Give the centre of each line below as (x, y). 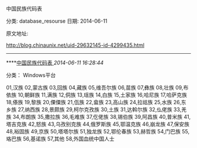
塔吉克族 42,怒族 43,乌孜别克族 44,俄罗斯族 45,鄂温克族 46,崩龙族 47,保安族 (98, 124)
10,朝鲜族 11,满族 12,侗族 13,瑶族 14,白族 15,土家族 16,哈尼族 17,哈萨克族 (102, 95)
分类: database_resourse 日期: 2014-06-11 (57, 21)
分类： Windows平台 (31, 75)
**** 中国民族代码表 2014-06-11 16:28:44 (55, 63)
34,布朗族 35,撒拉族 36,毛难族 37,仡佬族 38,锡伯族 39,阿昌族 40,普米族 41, (102, 117)
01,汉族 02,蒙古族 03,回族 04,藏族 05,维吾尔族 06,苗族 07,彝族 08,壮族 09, (95, 87)
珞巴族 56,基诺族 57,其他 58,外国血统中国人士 (60, 139)
